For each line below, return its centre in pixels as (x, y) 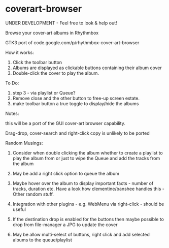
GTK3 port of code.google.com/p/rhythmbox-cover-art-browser (72, 42)
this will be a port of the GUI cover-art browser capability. (65, 123)
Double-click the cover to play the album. (56, 73)
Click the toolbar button (37, 62)
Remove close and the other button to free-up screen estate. (76, 98)
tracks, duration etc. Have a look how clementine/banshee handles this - (89, 189)
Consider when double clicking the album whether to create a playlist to (88, 152)
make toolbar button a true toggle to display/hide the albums (76, 103)
